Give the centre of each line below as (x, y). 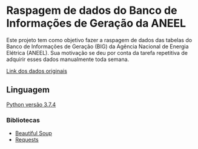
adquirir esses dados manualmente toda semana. (68, 59)
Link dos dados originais (37, 71)
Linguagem (28, 90)
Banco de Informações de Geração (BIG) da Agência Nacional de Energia (97, 46)
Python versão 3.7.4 (31, 104)
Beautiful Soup (34, 133)
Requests (27, 140)
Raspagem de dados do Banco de (92, 11)
